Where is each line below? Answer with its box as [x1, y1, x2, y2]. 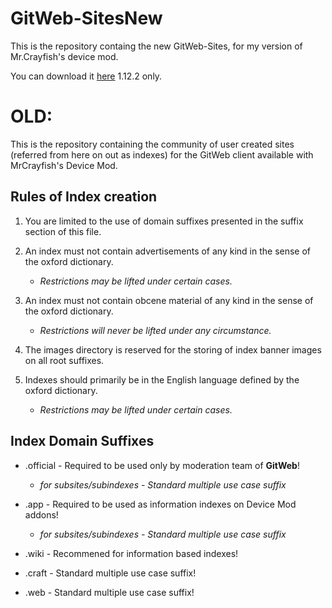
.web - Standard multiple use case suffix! [24, 586, 195, 598]
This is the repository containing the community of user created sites [10, 138, 295, 150]
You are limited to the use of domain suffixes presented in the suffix [24, 215, 304, 227]
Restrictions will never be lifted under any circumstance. [39, 324, 272, 336]
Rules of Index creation [10, 188, 158, 206]
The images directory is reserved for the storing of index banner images [24, 343, 322, 356]
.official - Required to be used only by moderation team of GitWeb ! [24, 459, 300, 471]
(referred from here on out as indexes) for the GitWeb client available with [10, 148, 314, 161]
